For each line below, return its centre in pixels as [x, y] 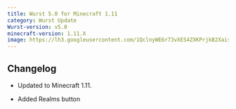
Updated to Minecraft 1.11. [54, 85]
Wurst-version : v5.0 [38, 27]
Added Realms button [49, 98]
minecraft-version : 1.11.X [47, 33]
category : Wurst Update [42, 20]
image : [17, 40]
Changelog [32, 69]
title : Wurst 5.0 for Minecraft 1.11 [63, 14]
